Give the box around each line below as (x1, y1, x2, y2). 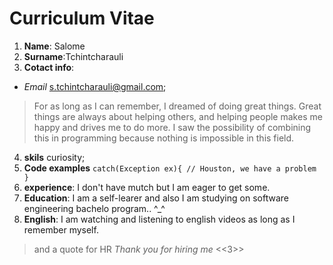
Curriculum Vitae (9, 7, 155, 30)
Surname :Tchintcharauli (23, 50, 124, 62)
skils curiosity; (23, 151, 86, 163)
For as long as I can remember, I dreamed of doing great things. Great (33, 100, 322, 112)
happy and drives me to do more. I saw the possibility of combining (33, 121, 312, 133)
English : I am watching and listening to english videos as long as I (23, 213, 296, 225)
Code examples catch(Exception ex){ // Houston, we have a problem (23, 162, 317, 174)
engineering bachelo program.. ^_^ (23, 202, 166, 214)
